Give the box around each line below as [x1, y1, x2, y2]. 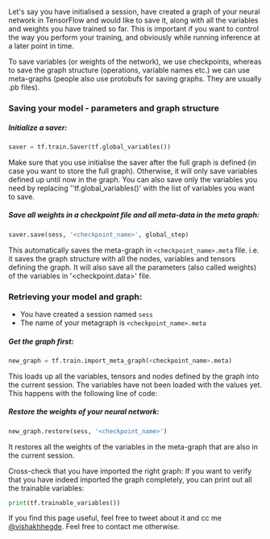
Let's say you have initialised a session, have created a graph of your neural [8, 7, 260, 16]
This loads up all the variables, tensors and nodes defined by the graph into [8, 371, 260, 381]
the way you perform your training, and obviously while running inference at [8, 32, 260, 42]
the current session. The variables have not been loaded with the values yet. [8, 379, 262, 390]
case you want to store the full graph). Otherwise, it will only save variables [8, 165, 258, 176]
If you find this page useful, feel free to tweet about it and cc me [8, 513, 222, 523]
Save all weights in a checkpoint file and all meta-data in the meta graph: [8, 210, 260, 220]
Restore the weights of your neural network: [8, 407, 160, 416]
